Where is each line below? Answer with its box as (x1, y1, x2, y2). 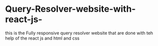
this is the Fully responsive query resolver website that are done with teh (5, 30, 154, 36)
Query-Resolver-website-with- (5, 3, 136, 15)
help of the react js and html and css (5, 35, 80, 41)
